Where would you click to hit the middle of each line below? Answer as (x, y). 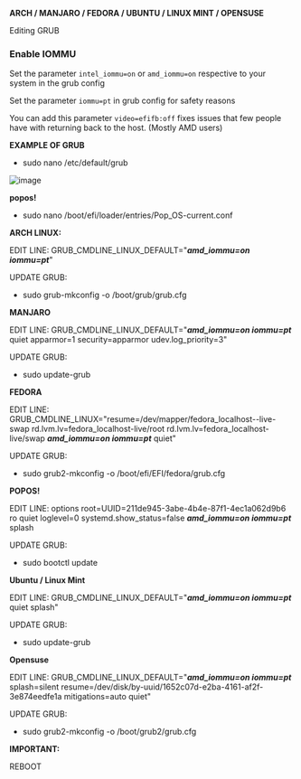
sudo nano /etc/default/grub (75, 163)
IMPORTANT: (35, 749)
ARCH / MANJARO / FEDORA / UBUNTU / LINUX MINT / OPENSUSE (137, 13)
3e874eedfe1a (36, 697)
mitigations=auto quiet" (108, 697)
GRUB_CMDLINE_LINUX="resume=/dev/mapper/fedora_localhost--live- (143, 419)
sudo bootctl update (60, 563)
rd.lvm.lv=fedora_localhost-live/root (98, 429)
